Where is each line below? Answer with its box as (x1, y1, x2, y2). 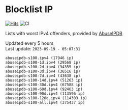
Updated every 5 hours (5, 40, 54, 46)
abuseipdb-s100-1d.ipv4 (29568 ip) (5, 60, 81, 65)
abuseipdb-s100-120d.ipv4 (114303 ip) (5, 95, 87, 100)
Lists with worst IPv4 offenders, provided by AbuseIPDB (5, 30, 123, 36)
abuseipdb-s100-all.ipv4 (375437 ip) (5, 100, 85, 105)
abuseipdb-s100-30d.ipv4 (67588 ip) (5, 82, 83, 87)
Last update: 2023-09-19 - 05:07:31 (5, 45, 80, 51)
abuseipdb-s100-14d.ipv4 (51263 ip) (5, 77, 83, 82)
